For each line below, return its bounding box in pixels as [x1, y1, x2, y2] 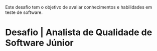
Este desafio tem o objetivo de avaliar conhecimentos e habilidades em [5, 4, 152, 10]
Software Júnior [5, 37, 74, 49]
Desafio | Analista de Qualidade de [5, 27, 152, 38]
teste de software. [5, 9, 43, 15]
